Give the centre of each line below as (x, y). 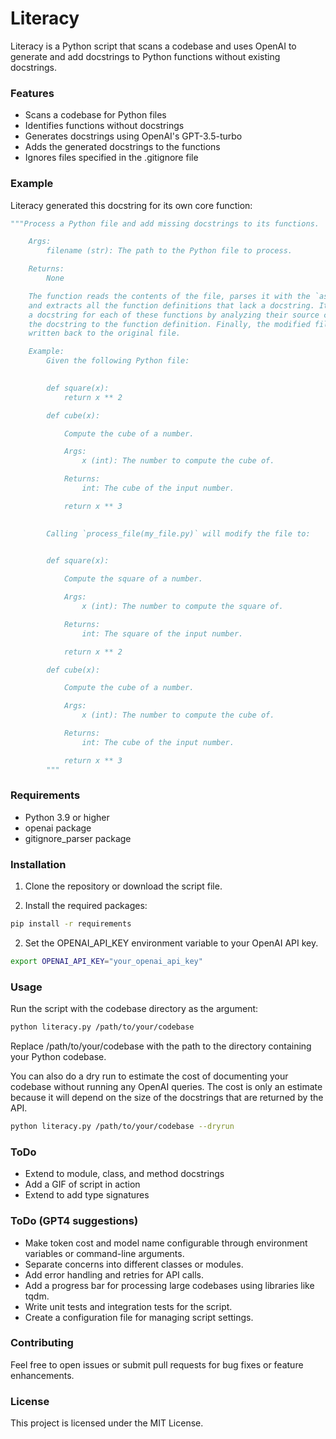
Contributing (42, 1343)
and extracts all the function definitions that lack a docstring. (171, 305)
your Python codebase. (58, 1057)
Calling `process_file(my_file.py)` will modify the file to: (178, 533)
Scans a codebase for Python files (95, 115)
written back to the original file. (105, 333)
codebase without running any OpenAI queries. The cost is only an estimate (166, 1087)
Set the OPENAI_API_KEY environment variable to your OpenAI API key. (171, 943)
